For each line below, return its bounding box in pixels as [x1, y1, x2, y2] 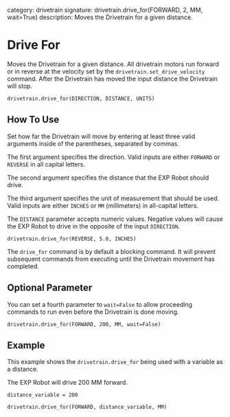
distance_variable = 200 [7, 392, 78, 398]
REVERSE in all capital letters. [7, 160, 86, 168]
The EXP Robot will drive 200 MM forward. [7, 378, 128, 387]
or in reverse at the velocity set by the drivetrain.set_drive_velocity [7, 67, 205, 75]
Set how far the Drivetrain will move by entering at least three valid [7, 132, 196, 140]
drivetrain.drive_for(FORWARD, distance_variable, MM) [7, 404, 168, 411]
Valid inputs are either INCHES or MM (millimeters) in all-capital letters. [7, 201, 199, 209]
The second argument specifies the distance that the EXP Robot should [7, 173, 209, 182]
